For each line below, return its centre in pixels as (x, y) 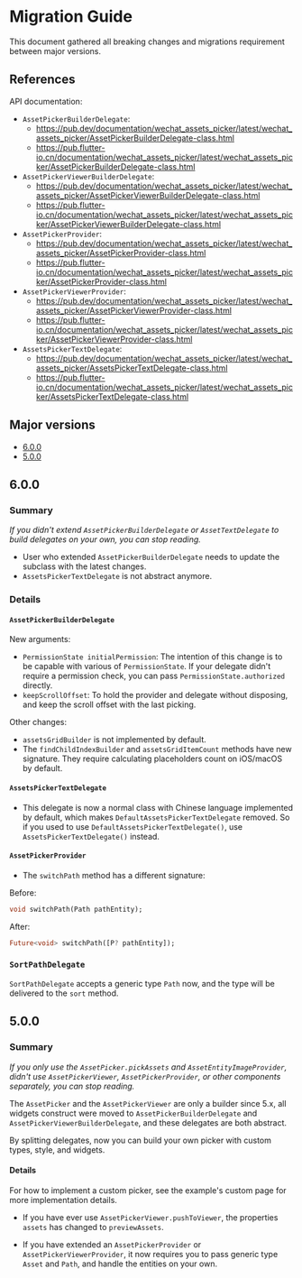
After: (20, 926)
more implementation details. (63, 1200)
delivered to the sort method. (64, 993)
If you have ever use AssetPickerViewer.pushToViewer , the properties (150, 1217)
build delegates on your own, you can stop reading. (105, 539)
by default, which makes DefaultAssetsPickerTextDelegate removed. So (156, 817)
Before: (23, 892)
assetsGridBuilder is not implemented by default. (114, 740)
